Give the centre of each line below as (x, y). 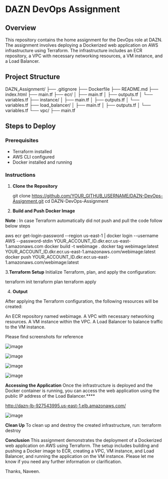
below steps (18, 226)
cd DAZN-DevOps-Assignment (77, 201)
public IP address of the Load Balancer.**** (50, 396)
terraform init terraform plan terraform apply (51, 282)
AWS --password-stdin (29, 241)
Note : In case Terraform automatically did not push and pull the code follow (84, 220)
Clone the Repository (35, 186)
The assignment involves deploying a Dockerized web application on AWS (82, 45)
